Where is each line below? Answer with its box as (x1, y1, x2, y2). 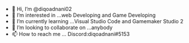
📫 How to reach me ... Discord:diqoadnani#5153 (11, 31, 130, 37)
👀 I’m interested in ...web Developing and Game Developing (11, 12, 156, 19)
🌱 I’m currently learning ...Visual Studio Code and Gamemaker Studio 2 (11, 18, 184, 24)
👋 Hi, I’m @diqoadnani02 (11, 6, 72, 12)
